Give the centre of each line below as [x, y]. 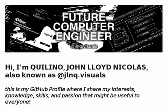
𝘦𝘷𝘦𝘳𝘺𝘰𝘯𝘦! [18, 102]
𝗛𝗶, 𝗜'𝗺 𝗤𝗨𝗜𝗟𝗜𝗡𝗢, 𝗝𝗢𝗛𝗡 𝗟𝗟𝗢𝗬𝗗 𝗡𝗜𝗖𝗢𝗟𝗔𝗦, [77, 67]
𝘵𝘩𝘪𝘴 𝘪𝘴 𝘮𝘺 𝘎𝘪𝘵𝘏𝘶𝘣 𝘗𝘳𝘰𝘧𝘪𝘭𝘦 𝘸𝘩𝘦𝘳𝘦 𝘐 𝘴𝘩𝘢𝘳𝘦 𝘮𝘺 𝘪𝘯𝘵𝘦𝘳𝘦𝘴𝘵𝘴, [70, 89]
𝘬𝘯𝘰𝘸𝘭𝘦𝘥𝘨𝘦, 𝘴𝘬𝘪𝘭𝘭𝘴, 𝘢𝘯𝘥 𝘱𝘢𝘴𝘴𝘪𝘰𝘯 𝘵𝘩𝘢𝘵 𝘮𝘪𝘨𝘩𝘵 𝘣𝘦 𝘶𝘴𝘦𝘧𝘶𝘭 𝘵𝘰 [72, 95]
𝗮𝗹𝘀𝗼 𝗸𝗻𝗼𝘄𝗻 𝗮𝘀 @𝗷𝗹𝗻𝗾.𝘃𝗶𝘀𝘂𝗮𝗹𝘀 [56, 75]
